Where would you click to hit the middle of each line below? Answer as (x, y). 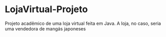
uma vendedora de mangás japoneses (45, 28)
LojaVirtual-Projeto (46, 9)
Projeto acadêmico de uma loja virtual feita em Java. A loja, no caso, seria (83, 23)
